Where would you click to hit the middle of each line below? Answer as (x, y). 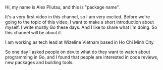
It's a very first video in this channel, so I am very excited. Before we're (78, 17)
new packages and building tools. (39, 62)
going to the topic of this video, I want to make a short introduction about (80, 22)
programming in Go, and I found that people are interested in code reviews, (82, 57)
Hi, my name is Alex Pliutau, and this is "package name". (63, 7)
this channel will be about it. (34, 33)
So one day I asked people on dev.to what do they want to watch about (78, 52)
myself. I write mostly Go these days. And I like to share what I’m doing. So (81, 27)
